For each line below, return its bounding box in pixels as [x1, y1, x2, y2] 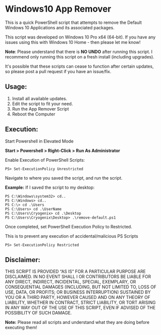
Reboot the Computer [12, 111, 56, 117]
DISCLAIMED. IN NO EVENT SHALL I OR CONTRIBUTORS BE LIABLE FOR [5, 274, 151, 279]
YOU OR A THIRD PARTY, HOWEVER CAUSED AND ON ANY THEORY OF [5, 295, 150, 300]
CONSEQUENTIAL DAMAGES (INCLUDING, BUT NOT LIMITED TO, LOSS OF [5, 284, 157, 290]
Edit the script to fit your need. [12, 101, 73, 107]
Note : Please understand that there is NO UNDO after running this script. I [5, 49, 153, 55]
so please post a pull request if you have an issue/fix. [5, 68, 112, 74]
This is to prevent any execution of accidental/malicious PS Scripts [5, 233, 138, 239]
